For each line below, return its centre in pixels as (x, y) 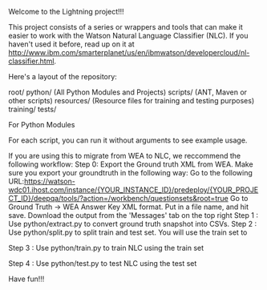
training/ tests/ (32, 109)
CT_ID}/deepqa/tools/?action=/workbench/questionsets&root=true (118, 198)
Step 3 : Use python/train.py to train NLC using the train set (106, 248)
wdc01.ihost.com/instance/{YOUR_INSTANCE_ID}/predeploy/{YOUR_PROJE (133, 190)
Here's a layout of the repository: (63, 77)
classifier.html (31, 61)
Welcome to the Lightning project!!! (66, 12)
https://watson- (50, 181)
